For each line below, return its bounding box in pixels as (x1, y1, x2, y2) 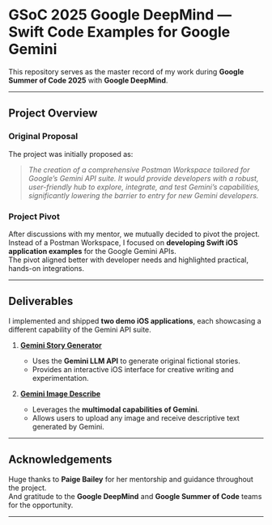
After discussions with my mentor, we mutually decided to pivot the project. (8, 229, 261, 239)
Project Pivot (8, 210, 61, 222)
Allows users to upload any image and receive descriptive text (32, 413, 240, 422)
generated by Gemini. (32, 421, 105, 431)
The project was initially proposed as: (8, 149, 134, 159)
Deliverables (8, 294, 74, 308)
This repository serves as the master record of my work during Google (8, 66, 244, 76)
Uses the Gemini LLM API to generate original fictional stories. (32, 356, 240, 366)
